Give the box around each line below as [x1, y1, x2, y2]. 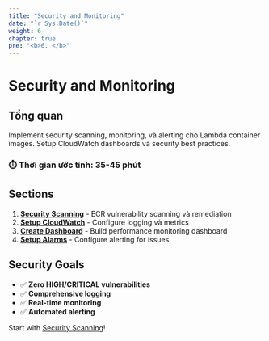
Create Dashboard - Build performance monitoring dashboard [19, 225, 228, 235]
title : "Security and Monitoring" [8, 11, 125, 20]
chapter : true [8, 34, 57, 43]
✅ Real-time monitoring [19, 297, 102, 307]
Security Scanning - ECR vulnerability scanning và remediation [19, 208, 232, 218]
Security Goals [8, 258, 85, 272]
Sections [8, 187, 54, 201]
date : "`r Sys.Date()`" [8, 19, 89, 27]
